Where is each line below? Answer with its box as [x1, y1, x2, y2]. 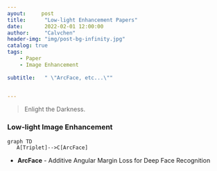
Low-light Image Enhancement [7, 122, 113, 132]
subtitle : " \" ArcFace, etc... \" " [7, 74, 113, 81]
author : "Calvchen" [7, 29, 76, 37]
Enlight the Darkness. [24, 105, 85, 114]
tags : [7, 49, 23, 56]
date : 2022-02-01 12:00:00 [7, 23, 104, 30]
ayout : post [7, 10, 54, 17]
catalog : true [7, 42, 49, 49]
